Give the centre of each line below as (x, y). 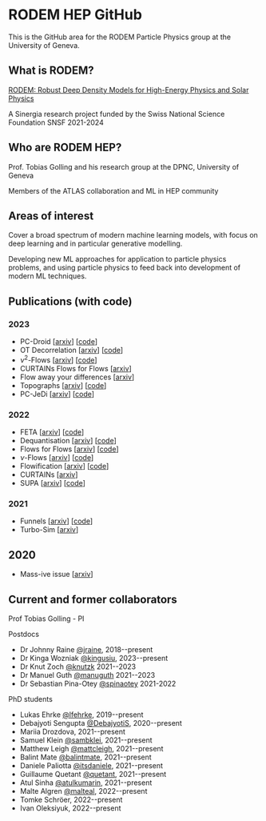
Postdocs (24, 634)
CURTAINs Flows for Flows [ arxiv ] (75, 368)
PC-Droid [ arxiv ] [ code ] (59, 342)
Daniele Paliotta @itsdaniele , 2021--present (91, 765)
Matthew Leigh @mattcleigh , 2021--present (91, 748)
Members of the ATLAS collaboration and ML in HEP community (113, 190)
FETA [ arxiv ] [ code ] (52, 432)
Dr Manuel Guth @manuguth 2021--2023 (87, 675)
